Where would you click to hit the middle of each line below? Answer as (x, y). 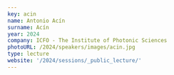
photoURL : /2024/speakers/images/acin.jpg (71, 47)
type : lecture (29, 54)
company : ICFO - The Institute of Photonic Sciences (87, 41)
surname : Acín (29, 27)
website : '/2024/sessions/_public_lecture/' (75, 61)
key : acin (22, 14)
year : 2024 (24, 34)
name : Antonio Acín (36, 21)
